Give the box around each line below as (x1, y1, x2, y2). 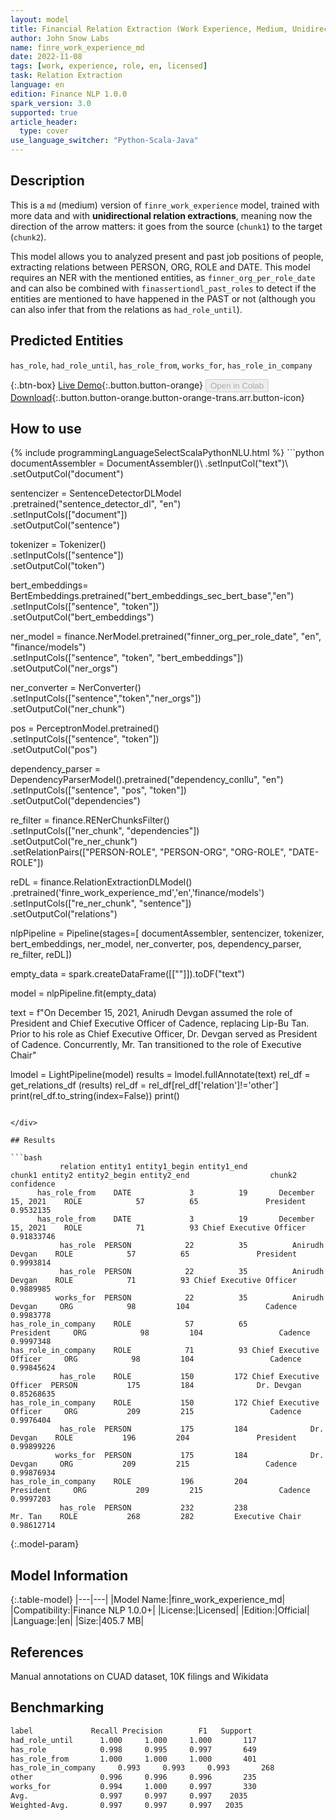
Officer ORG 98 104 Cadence (10, 1354, 302, 1365)
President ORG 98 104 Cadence (10, 1328, 311, 1338)
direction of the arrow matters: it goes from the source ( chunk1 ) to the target (10, 220, 323, 232)
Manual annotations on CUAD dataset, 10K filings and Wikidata (10, 1671, 269, 1683)
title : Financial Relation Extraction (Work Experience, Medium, (10, 24, 288, 34)
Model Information (10, 1567, 129, 1584)
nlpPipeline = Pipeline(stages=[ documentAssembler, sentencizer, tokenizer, (10, 927, 325, 940)
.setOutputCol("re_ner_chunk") (10, 836, 138, 848)
